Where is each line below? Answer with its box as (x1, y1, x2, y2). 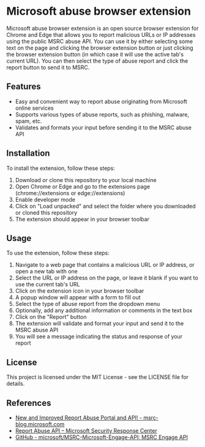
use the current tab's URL (15, 281, 81, 288)
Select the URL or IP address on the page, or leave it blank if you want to (15, 274, 199, 281)
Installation (6, 148, 50, 159)
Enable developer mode (15, 196, 75, 203)
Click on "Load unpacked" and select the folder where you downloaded (15, 202, 196, 210)
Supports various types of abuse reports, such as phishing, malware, (15, 110, 190, 118)
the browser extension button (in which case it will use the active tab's (6, 50, 184, 58)
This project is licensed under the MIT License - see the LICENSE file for (6, 373, 188, 381)
